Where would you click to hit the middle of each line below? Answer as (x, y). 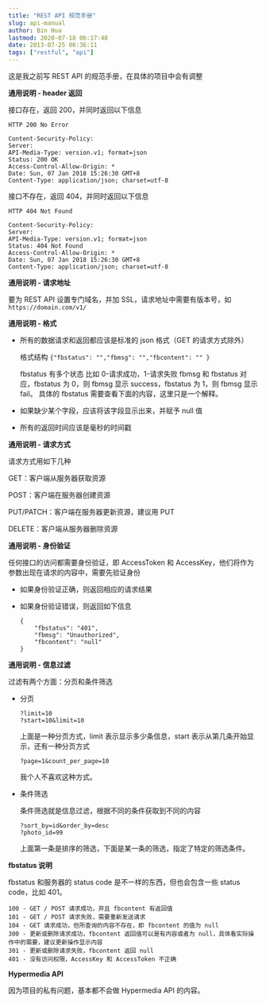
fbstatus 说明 (31, 865)
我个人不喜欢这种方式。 (58, 777)
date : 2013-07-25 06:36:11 (53, 45)
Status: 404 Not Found (46, 246)
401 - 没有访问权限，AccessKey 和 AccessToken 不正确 (93, 959)
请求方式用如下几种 (40, 461)
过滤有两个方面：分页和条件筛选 (60, 681)
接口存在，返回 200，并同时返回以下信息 (75, 110)
